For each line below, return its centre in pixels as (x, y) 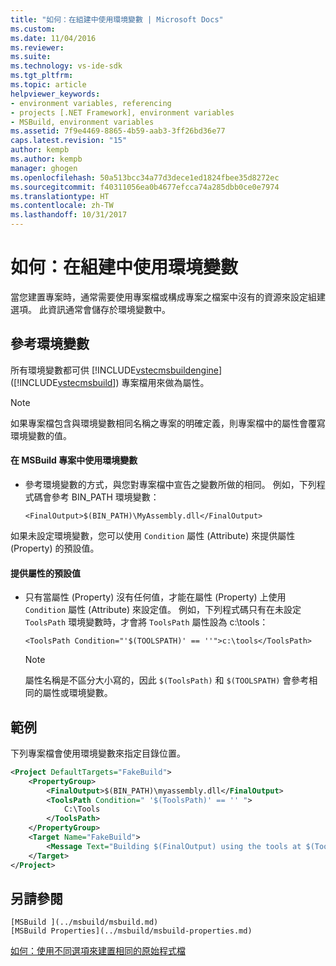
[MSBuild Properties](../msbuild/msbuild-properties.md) (131, 931)
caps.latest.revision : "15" (69, 141)
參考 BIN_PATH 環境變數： (105, 497)
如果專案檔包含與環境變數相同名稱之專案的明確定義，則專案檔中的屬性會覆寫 (168, 423)
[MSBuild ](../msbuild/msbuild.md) (84, 922)
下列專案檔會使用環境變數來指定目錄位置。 (98, 753)
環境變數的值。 (41, 435)
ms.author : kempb (46, 159)
